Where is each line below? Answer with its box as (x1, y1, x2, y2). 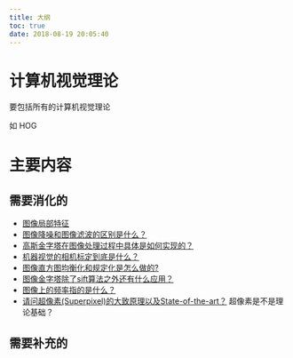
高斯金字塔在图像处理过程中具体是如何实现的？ (21, 241, 194, 251)
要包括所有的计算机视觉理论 (9, 101, 111, 112)
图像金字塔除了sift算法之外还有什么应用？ (21, 274, 174, 284)
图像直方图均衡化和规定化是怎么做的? (21, 263, 159, 274)
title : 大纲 (9, 12, 51, 22)
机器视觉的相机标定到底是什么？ (21, 251, 139, 262)
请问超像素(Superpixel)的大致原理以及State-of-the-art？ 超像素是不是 (21, 296, 276, 306)
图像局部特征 (21, 219, 69, 229)
